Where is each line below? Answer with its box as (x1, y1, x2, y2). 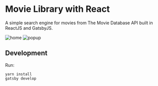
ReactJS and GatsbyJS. (5, 25, 53, 31)
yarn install (5, 72, 32, 77)
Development (5, 49, 48, 57)
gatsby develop (5, 76, 37, 81)
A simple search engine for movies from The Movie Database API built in (5, 20, 153, 26)
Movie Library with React (5, 3, 110, 15)
